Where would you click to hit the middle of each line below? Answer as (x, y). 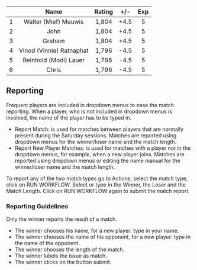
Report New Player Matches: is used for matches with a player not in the (103, 148)
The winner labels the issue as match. (61, 256)
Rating (104, 12)
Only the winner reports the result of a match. (62, 219)
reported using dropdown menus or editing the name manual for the (97, 160)
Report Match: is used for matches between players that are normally (99, 129)
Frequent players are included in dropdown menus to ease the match (90, 105)
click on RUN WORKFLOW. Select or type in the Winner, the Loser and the (96, 184)
